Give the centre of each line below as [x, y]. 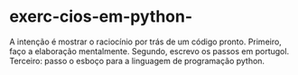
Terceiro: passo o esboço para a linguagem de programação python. [137, 61]
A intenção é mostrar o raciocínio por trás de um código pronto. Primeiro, [145, 42]
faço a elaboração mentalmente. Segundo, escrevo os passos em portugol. [149, 51]
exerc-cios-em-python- [101, 17]
